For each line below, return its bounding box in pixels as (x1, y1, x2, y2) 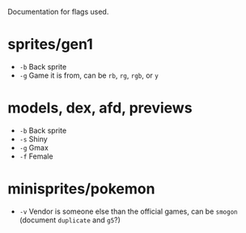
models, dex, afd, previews (7, 99, 193, 117)
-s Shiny (19, 133, 48, 144)
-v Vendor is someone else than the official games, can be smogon (19, 206, 238, 216)
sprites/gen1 (7, 36, 94, 53)
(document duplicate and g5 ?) (19, 214, 121, 225)
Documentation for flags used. (7, 7, 109, 16)
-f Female (19, 151, 53, 161)
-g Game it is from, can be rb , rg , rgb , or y (19, 70, 159, 80)
